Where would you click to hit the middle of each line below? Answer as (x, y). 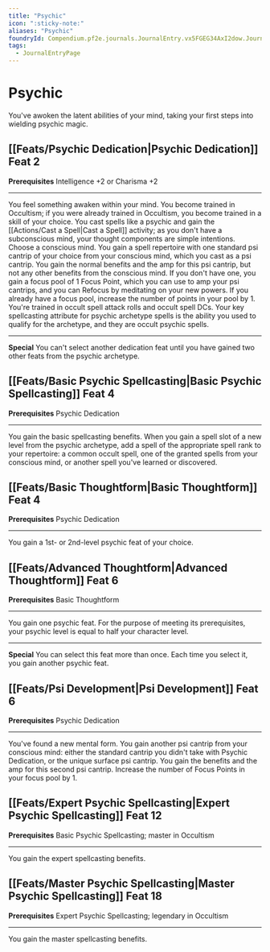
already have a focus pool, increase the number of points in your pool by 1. (132, 298)
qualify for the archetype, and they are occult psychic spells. (109, 324)
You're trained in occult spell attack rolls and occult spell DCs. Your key (127, 307)
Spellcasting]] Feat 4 (61, 394)
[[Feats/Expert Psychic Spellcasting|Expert (119, 803)
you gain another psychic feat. (59, 663)
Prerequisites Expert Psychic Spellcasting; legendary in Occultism (119, 916)
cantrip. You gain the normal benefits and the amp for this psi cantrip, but (130, 264)
